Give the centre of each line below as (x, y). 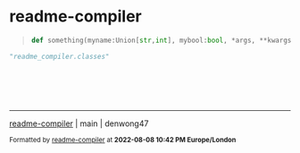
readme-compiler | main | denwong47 (79, 123)
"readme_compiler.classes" (59, 56)
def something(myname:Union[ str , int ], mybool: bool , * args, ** (149, 40)
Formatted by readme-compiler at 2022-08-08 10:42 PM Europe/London (123, 140)
